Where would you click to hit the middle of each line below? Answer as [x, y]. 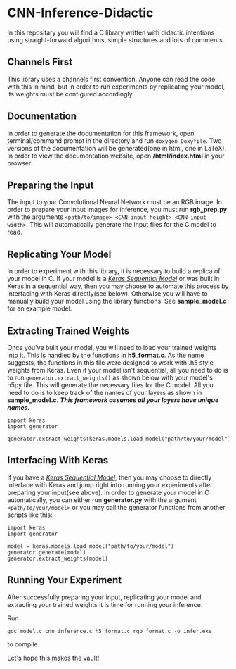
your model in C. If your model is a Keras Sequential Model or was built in [113, 279]
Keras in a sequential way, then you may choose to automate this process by [118, 286]
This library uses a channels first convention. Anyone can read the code [111, 79]
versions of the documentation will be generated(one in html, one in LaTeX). [117, 148]
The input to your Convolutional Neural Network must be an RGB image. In [115, 202]
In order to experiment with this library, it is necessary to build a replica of [114, 271]
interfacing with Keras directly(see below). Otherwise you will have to [108, 294]
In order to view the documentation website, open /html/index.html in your [116, 156]
